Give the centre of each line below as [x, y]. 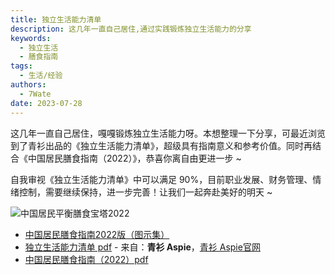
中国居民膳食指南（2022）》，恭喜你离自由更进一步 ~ [134, 158]
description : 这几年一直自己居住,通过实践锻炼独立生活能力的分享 [131, 29]
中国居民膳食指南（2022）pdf [86, 259]
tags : [21, 66]
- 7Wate [35, 94]
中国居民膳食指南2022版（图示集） [97, 234]
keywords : [31, 38]
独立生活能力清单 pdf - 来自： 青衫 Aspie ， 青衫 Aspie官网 [142, 247]
